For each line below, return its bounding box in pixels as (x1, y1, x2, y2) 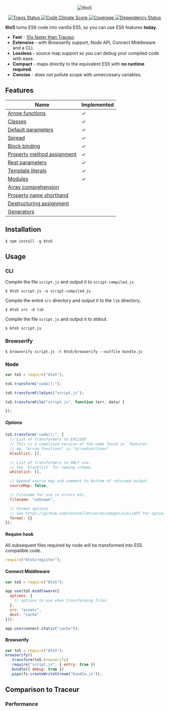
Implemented (81, 101, 114, 108)
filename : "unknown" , (10, 497, 55, 502)
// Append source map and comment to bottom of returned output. (10, 478, 150, 484)
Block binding (8, 142, 40, 149)
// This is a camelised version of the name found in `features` (10, 442, 150, 447)
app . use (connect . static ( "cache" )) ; (5, 626, 80, 631)
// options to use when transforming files (14, 598, 107, 603)
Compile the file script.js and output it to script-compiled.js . (5, 279, 135, 285)
